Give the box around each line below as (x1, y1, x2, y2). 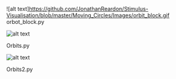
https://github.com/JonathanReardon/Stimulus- (29, 6, 148, 12)
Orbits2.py (6, 66, 33, 73)
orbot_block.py (6, 18, 45, 25)
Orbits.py (6, 42, 30, 49)
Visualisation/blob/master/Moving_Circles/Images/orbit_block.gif (6, 12, 170, 19)
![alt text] (6, 6, 29, 12)
